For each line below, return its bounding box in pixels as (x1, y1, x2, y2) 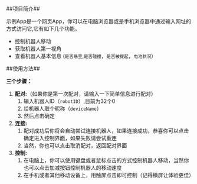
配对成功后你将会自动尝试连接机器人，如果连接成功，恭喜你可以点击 (23, 127, 189, 134)
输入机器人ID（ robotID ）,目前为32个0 (23, 98, 116, 105)
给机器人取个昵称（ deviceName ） (23, 105, 102, 112)
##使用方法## (6, 65, 40, 72)
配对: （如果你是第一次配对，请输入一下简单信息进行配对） (14, 91, 156, 97)
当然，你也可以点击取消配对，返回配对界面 (23, 142, 127, 149)
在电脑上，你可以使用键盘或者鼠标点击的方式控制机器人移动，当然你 (23, 157, 189, 164)
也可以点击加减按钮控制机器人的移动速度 (23, 164, 122, 171)
